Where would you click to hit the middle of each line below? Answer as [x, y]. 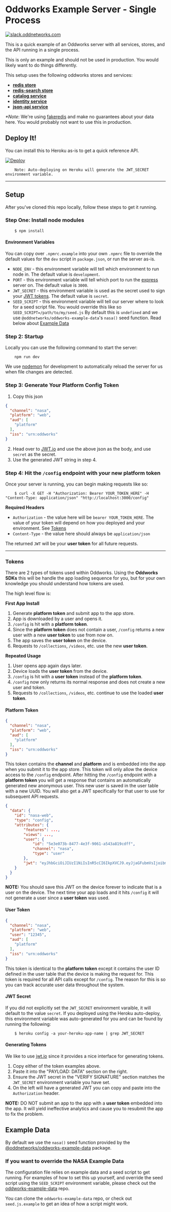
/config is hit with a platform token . [50, 624]
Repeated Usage [23, 656]
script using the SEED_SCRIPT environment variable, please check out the [81, 1183]
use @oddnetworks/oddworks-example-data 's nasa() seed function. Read [87, 318]
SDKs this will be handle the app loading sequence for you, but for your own [85, 578]
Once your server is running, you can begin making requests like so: [77, 484]
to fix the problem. [25, 1114]
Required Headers [25, 507]
